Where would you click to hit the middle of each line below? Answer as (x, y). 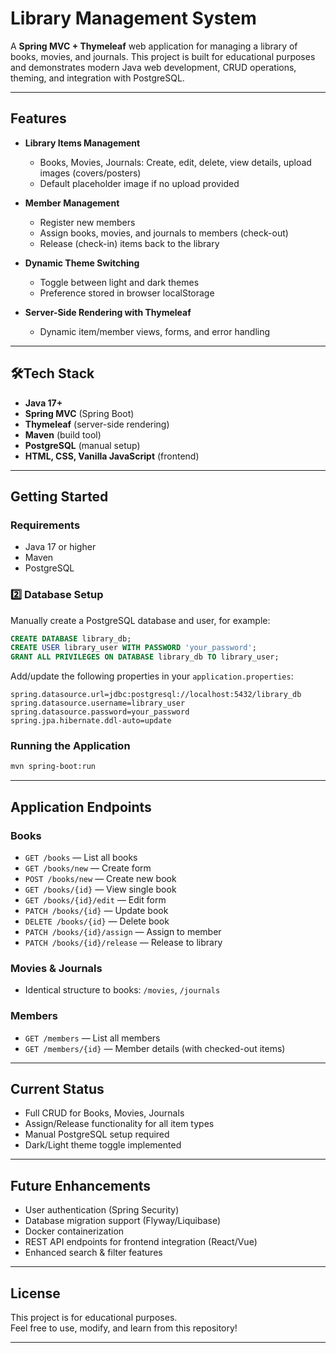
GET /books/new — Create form (88, 868)
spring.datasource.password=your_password (100, 712)
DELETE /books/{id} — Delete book (97, 921)
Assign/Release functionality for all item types (119, 1124)
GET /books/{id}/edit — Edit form (95, 900)
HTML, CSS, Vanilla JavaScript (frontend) (112, 456)
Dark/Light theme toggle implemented (103, 1145)
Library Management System (133, 18)
